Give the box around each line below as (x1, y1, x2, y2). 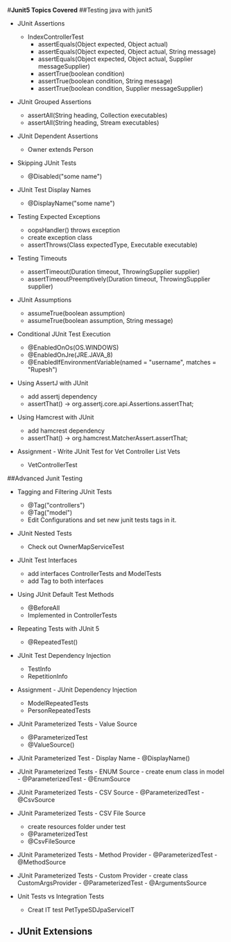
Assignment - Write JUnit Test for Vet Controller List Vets (17, 447, 180, 455)
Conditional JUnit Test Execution (17, 330, 111, 338)
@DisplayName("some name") (27, 199, 116, 207)
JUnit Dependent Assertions (17, 132, 99, 140)
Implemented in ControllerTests (27, 611, 117, 619)
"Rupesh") (27, 365, 58, 374)
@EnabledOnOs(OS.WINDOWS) (27, 343, 119, 351)
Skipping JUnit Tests (17, 159, 77, 167)
